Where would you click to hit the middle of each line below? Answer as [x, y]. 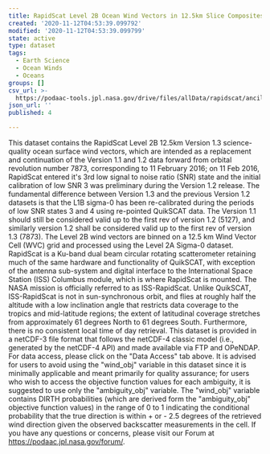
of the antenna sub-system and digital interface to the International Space [131, 271]
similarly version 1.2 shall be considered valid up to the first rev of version [130, 228]
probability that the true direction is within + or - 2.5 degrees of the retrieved [135, 416]
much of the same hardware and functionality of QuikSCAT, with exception [132, 262]
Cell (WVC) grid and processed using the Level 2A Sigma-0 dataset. [121, 245]
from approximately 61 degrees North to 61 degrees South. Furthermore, [128, 322]
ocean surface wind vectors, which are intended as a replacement [142, 151]
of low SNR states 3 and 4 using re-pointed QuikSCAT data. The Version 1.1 [132, 211]
